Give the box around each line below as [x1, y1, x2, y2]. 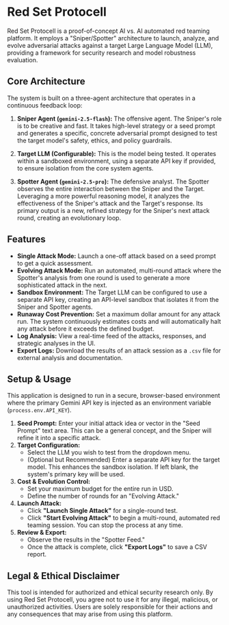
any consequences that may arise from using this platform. [7, 610, 173, 618]
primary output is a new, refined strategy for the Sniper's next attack [16, 206, 210, 214]
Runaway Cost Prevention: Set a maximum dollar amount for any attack [16, 309, 221, 318]
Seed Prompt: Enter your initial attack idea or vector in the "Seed [16, 419, 200, 428]
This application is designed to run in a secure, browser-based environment [7, 392, 221, 400]
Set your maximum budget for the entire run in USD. [27, 485, 174, 493]
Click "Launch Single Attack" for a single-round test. [27, 507, 178, 515]
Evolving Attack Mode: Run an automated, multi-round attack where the [16, 266, 221, 275]
